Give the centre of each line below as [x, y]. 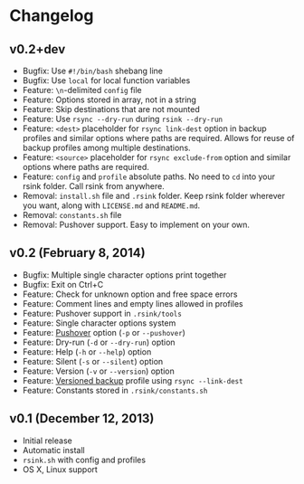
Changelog [52, 16]
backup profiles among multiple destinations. [107, 147]
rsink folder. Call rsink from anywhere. [93, 186]
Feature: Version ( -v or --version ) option [98, 371]
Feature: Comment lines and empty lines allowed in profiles [133, 303]
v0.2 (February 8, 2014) [78, 253]
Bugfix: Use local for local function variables [106, 81]
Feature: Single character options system [99, 323]
